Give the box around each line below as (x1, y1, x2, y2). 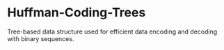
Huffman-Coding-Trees (7, 5, 146, 21)
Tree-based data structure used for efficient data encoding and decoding (7, 27, 218, 36)
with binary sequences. (7, 34, 74, 42)
